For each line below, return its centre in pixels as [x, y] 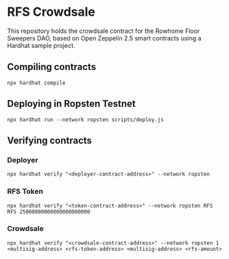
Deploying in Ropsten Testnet [71, 104]
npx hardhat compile [37, 83]
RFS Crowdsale [51, 12]
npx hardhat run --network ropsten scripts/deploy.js [86, 120]
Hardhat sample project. [41, 45]
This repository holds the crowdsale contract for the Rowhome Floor [104, 31]
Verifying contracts [50, 140]
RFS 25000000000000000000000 [49, 212]
